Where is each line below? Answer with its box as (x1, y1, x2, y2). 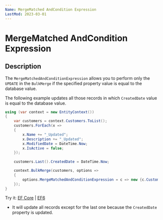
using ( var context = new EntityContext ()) (5, 110, 95, 114)
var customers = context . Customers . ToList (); (14, 119, 108, 124)
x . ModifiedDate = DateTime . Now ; (22, 141, 88, 146)
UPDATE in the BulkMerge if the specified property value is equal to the (5, 80, 142, 86)
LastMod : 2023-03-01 (5, 12, 47, 17)
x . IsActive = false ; (22, 146, 64, 151)
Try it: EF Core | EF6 (5, 195, 45, 201)
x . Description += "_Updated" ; (22, 137, 83, 142)
